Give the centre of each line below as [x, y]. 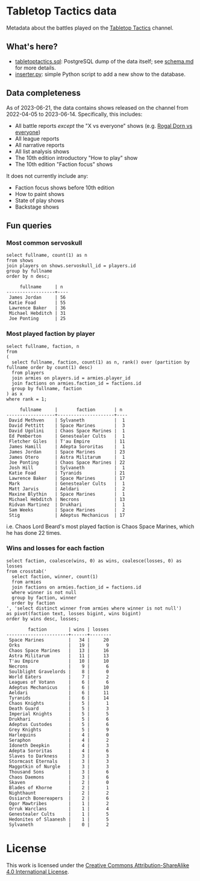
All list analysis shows [42, 151]
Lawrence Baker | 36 [37, 308]
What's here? [32, 47]
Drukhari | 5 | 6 [59, 719]
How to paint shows [39, 194]
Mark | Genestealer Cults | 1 [67, 484]
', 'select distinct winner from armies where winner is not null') [94, 608]
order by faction [33, 603]
